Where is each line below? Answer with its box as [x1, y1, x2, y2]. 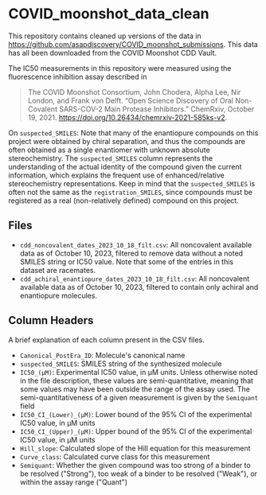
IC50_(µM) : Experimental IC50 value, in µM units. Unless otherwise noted [19, 367, 258, 376]
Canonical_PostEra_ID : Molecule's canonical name [19, 350, 186, 360]
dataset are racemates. [19, 265, 96, 275]
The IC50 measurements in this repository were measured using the [8, 63, 232, 72]
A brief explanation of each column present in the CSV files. [8, 335, 205, 345]
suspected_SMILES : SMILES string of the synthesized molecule [19, 359, 222, 368]
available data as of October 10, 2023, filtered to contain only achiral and [19, 282, 259, 291]
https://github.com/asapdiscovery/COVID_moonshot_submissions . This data [8, 39, 259, 49]
